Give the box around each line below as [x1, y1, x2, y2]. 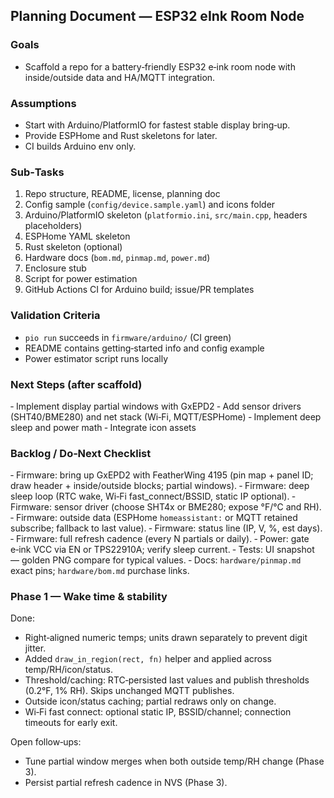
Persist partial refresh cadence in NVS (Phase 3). [24, 777, 228, 789]
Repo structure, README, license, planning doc [24, 188, 221, 200]
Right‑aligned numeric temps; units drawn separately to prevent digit [24, 632, 308, 644]
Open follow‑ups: [10, 736, 82, 748]
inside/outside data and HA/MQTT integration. [24, 71, 216, 83]
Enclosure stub [24, 262, 87, 274]
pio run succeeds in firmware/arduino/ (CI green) [24, 331, 232, 343]
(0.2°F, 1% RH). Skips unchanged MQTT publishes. [24, 685, 235, 697]
